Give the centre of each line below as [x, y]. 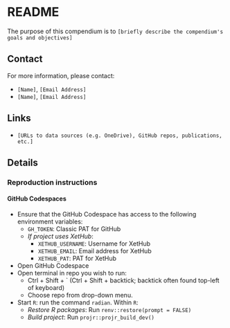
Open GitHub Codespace [53, 266]
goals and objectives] [40, 38]
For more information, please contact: [61, 75]
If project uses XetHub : [60, 237]
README [33, 12]
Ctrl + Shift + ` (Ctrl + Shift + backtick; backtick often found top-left [123, 280]
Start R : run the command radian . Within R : [78, 302]
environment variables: [50, 221]
